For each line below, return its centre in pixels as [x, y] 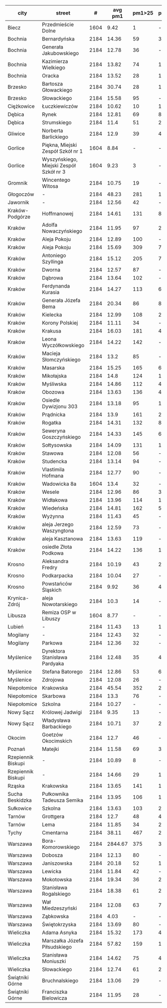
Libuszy [51, 619]
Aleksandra [55, 561]
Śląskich [52, 590]
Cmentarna [55, 833]
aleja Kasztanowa [62, 539]
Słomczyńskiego [61, 360]
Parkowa [52, 643]
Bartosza [52, 84]
